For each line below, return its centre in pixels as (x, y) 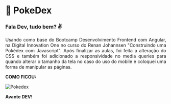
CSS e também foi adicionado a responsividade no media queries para (86, 56)
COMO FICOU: (21, 77)
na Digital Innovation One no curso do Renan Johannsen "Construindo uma (86, 45)
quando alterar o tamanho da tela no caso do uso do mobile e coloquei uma (86, 61)
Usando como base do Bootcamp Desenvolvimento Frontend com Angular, (86, 40)
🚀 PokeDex (29, 11)
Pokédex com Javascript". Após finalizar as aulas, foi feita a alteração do (86, 51)
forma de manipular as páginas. (39, 67)
